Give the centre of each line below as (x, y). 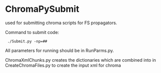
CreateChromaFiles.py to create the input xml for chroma (63, 65)
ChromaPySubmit (42, 9)
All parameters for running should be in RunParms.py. (60, 50)
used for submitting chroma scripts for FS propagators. (61, 23)
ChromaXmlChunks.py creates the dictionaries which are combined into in (81, 60)
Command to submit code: (32, 32)
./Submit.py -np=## (27, 41)
